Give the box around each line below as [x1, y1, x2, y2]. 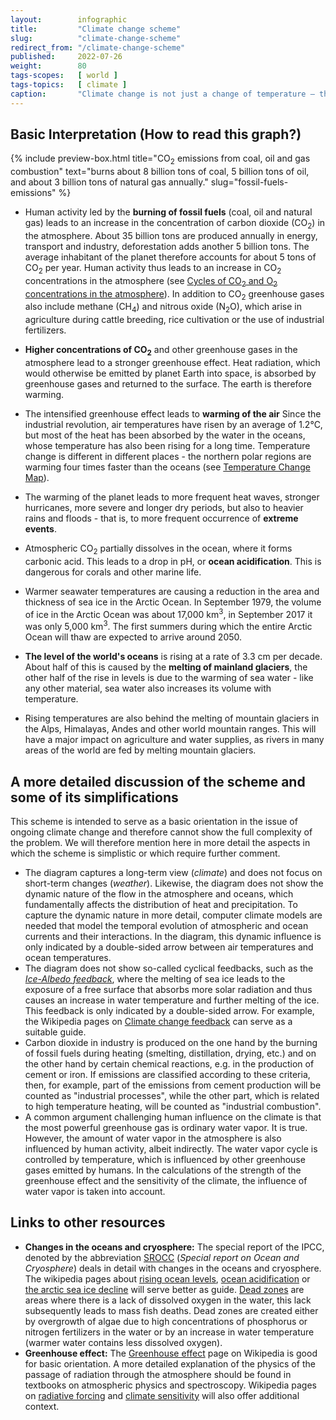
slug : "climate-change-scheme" [10, 33, 182, 43]
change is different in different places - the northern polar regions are [24, 451, 312, 463]
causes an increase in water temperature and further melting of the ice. [24, 994, 320, 1006]
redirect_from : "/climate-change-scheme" [10, 42, 186, 53]
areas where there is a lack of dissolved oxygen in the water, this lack [24, 1294, 312, 1306]
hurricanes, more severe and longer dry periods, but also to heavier [24, 502, 304, 514]
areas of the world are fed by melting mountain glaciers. [24, 744, 257, 756]
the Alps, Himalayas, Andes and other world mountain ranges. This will [24, 723, 317, 735]
